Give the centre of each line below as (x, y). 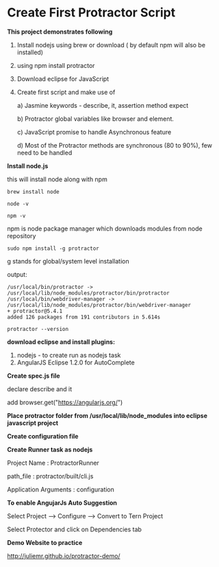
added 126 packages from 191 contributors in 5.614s (84, 317)
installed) (30, 52)
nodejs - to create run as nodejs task (69, 355)
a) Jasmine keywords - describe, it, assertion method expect (103, 105)
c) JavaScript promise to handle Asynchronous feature (94, 132)
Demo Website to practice (45, 542)
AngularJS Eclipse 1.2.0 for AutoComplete (76, 362)
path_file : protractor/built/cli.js (50, 476)
